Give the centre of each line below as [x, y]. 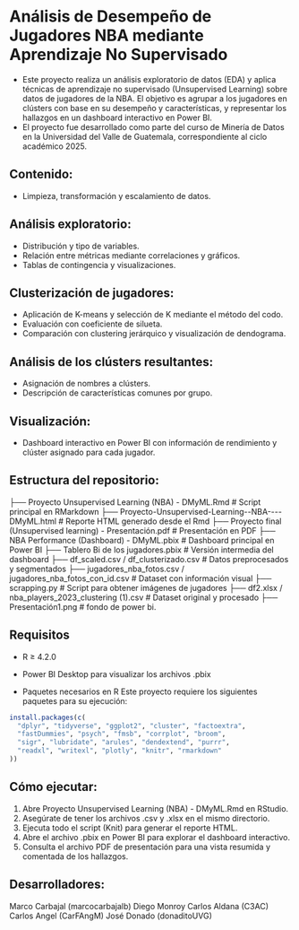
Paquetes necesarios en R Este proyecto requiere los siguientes [140, 691]
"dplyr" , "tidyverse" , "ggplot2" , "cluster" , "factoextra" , [132, 726]
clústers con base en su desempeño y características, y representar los [154, 108]
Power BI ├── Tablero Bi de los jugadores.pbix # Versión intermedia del [142, 550]
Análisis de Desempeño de [111, 17]
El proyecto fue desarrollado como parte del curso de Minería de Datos [153, 126]
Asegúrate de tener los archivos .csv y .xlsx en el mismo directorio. [146, 818]
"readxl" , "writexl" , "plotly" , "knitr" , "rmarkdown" [120, 751]
